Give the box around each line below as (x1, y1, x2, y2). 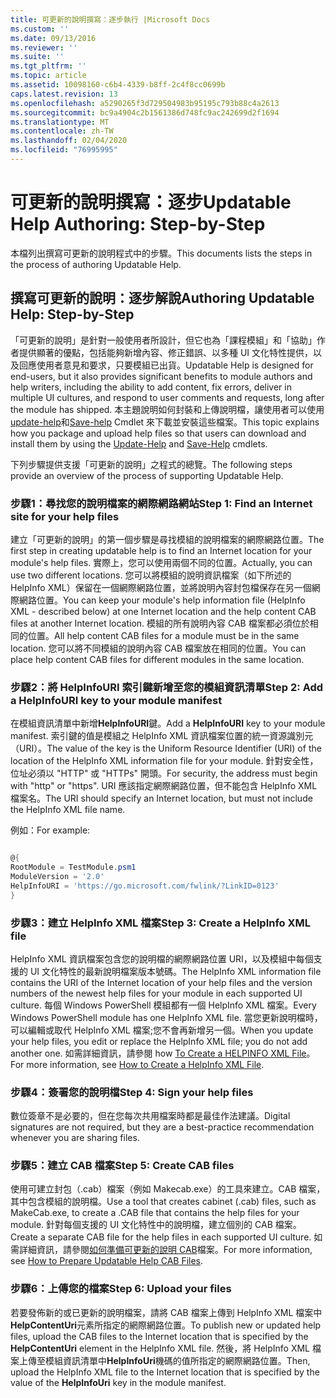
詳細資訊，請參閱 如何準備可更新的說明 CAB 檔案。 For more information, (18, 1244, 313, 1256)
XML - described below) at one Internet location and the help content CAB (10, 605, 317, 617)
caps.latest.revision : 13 (10, 89, 118, 99)
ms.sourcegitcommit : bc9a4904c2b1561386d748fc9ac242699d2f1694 (10, 107, 280, 118)
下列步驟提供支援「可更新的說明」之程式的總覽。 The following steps (10, 458, 293, 470)
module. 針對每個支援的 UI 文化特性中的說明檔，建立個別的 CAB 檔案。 (10, 1219, 302, 1231)
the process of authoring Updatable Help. (10, 258, 182, 270)
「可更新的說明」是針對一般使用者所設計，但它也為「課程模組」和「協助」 (10, 334, 317, 346)
